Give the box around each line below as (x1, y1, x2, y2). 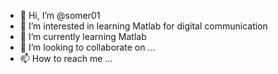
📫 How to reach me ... (19, 53, 113, 64)
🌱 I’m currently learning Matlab (19, 31, 147, 42)
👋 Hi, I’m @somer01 (19, 10, 101, 21)
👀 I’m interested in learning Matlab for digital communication (19, 20, 268, 32)
